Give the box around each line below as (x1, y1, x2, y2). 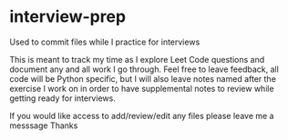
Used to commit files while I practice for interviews (9, 36, 201, 47)
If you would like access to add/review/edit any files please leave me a (9, 110, 274, 121)
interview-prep (9, 6, 126, 27)
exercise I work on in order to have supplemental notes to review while (9, 83, 275, 94)
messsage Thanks (9, 120, 78, 131)
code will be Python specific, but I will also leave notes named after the (9, 73, 276, 84)
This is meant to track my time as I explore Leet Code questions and (9, 54, 265, 65)
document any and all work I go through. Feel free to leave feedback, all (9, 64, 280, 75)
